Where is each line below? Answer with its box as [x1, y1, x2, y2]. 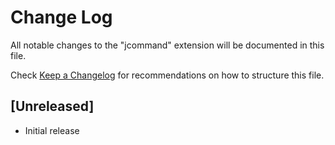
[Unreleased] [10, 98, 95, 115]
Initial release [24, 124, 80, 136]
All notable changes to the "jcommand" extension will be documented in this [10, 39, 325, 51]
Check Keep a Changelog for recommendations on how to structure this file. [10, 69, 325, 81]
